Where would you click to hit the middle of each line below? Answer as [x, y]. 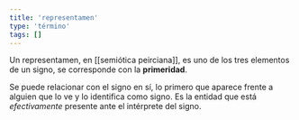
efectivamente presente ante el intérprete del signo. [105, 106]
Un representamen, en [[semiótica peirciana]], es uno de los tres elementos [149, 60]
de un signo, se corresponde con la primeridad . [98, 69]
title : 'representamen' [54, 18]
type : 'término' [40, 26]
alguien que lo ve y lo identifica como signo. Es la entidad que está [133, 97]
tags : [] [26, 34]
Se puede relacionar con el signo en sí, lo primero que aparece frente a [141, 88]
